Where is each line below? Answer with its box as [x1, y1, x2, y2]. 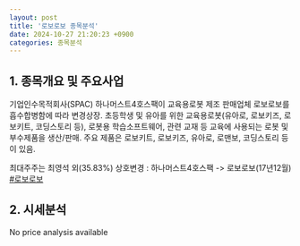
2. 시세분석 [9, 202, 67, 217]
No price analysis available [9, 226, 108, 237]
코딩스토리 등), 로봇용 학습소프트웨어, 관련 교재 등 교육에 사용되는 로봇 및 [35, 122, 289, 132]
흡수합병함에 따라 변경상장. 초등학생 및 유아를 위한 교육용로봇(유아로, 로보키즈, [9, 110, 282, 121]
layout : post [9, 13, 58, 22]
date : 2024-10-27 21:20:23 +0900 [9, 30, 134, 38]
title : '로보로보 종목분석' [9, 21, 99, 30]
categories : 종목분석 [9, 38, 82, 47]
